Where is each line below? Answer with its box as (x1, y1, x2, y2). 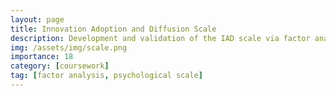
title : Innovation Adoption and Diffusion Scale (10, 24, 217, 34)
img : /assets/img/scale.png (10, 42, 128, 53)
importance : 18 (10, 52, 74, 62)
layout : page (10, 14, 65, 25)
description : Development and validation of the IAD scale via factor (10, 33, 311, 43)
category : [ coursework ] (10, 61, 110, 71)
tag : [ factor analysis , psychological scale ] (10, 71, 203, 81)
